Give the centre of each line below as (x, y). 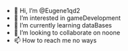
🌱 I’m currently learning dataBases (63, 25)
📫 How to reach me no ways (55, 40)
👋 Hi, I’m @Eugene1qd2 (47, 11)
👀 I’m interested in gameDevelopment (67, 18)
